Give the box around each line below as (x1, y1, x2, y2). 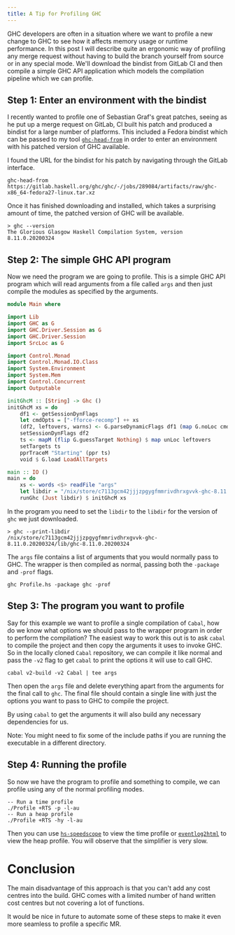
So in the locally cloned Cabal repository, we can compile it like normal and (7, 648, 222, 656)
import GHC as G (7, 320, 55, 327)
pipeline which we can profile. (7, 74, 94, 83)
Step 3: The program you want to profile (7, 600, 185, 612)
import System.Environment (7, 365, 86, 372)
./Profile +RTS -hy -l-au (7, 817, 83, 824)
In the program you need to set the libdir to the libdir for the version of (7, 507, 218, 515)
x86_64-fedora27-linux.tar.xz (7, 190, 96, 197)
